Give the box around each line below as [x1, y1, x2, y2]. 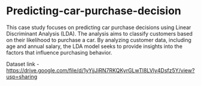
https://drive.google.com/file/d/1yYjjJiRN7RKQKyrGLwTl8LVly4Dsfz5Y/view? [6, 66, 195, 74]
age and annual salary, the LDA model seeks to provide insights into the [6, 43, 182, 50]
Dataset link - [6, 60, 39, 68]
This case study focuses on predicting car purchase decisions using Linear [6, 24, 191, 31]
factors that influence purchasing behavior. [6, 49, 112, 56]
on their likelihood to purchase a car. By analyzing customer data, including [6, 36, 191, 43]
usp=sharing [6, 73, 38, 80]
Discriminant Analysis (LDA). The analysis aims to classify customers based [6, 30, 193, 37]
